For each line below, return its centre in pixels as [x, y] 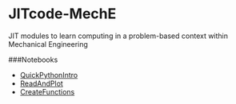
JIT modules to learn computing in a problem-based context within [118, 36]
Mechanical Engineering [48, 44]
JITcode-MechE [62, 14]
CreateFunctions [47, 91]
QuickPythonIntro [49, 75]
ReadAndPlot [42, 83]
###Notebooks [33, 60]
